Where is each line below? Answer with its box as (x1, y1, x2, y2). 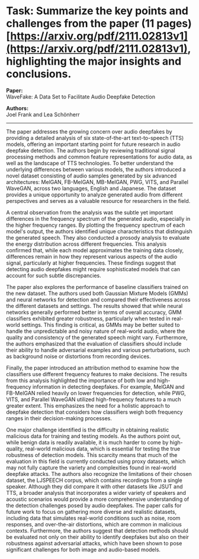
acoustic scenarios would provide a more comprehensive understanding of (6, 496, 190, 503)
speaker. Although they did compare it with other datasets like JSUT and (6, 482, 183, 490)
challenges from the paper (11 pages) (6, 17, 192, 30)
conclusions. (6, 67, 72, 81)
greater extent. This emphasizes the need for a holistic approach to (6, 402, 171, 409)
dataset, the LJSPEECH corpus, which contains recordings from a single (6, 477, 182, 484)
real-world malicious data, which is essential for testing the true (25, 445, 181, 452)
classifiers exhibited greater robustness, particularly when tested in (6, 315, 171, 322)
